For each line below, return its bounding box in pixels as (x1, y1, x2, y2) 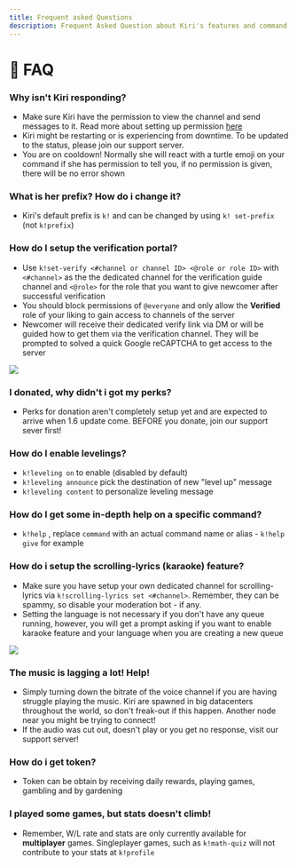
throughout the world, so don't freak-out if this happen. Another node (21, 705, 277, 716)
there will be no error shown (21, 168, 126, 179)
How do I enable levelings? (9, 447, 127, 459)
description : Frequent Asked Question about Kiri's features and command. (9, 21, 292, 30)
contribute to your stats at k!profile (21, 846, 155, 857)
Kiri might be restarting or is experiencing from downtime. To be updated (21, 130, 289, 140)
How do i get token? (9, 756, 97, 768)
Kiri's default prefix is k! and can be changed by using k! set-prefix (21, 211, 275, 221)
